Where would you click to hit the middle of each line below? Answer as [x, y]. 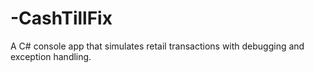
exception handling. [51, 56]
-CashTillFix [61, 18]
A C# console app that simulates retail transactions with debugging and [157, 46]
